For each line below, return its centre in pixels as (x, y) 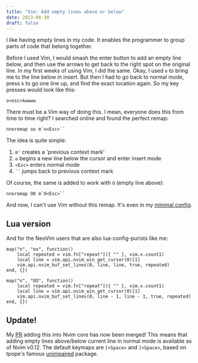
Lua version (28, 223)
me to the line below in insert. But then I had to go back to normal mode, (95, 77)
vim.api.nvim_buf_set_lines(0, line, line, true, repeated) (93, 265)
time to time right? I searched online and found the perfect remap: (87, 118)
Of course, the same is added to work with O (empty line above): (85, 183)
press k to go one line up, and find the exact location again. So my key (93, 83)
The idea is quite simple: (36, 140)
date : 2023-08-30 (28, 17)
